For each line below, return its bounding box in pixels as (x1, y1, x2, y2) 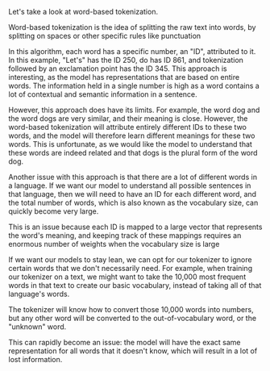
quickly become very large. (8, 206, 99, 216)
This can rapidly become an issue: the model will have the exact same (8, 338, 241, 347)
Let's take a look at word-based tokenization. (8, 7, 159, 16)
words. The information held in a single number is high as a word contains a (8, 81, 260, 90)
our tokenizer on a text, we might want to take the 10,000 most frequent (8, 272, 247, 281)
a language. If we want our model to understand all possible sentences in (8, 181, 251, 190)
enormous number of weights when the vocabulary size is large (8, 240, 220, 248)
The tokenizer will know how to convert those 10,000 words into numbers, (8, 305, 254, 314)
